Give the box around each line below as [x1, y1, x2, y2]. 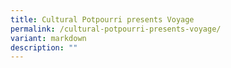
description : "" [10, 42, 78, 53]
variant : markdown [10, 33, 87, 43]
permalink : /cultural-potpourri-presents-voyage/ [10, 24, 222, 34]
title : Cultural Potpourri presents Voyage [10, 14, 195, 25]
